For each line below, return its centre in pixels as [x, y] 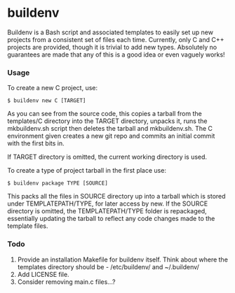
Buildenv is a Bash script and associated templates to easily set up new [110, 32]
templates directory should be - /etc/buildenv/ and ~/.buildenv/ [108, 266]
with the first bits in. [36, 143]
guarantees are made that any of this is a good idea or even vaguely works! [116, 55]
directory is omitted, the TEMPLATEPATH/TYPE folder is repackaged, [107, 211]
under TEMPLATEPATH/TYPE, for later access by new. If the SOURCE [108, 203]
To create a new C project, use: [53, 88]
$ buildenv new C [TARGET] [47, 101]
